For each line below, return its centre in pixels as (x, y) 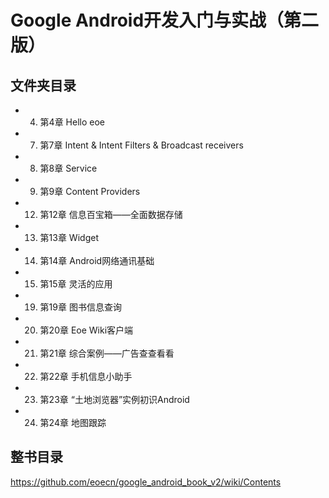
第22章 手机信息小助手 (86, 376)
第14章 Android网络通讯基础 (97, 260)
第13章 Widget (69, 237)
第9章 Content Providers (90, 191)
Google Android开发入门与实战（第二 (165, 20)
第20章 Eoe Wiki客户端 (86, 330)
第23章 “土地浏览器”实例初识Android (114, 399)
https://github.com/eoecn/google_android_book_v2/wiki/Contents (146, 482)
